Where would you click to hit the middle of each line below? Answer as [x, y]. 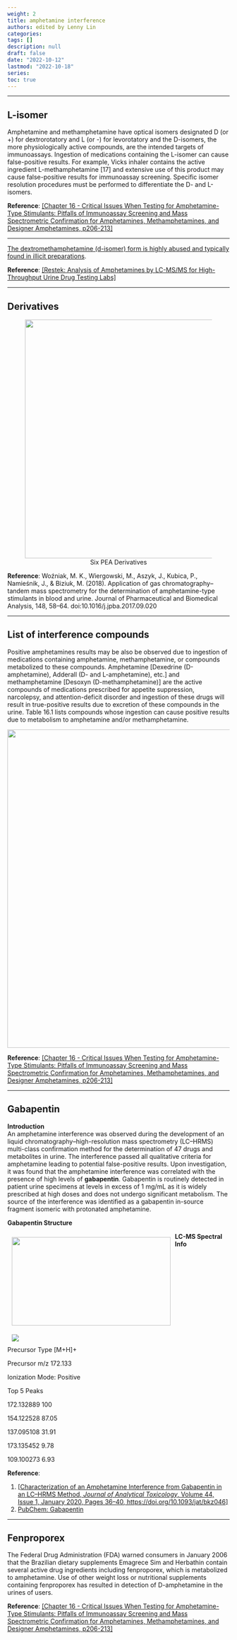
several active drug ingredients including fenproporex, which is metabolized [117, 1570]
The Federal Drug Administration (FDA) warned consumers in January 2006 [117, 1555]
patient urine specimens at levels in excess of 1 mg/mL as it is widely [107, 1186]
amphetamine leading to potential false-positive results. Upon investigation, [117, 1164]
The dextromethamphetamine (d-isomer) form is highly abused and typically [118, 249]
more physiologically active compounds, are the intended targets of [105, 147]
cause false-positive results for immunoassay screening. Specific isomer [113, 177]
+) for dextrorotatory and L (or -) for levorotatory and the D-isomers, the [112, 139]
